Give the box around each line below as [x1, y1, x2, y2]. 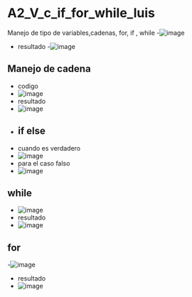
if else [17, 125, 46, 137]
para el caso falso [17, 158, 70, 168]
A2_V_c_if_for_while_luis [7, 5, 155, 21]
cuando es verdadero [17, 144, 80, 152]
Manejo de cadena [7, 63, 91, 75]
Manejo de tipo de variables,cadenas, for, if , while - [7, 28, 160, 37]
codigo [17, 82, 39, 90]
